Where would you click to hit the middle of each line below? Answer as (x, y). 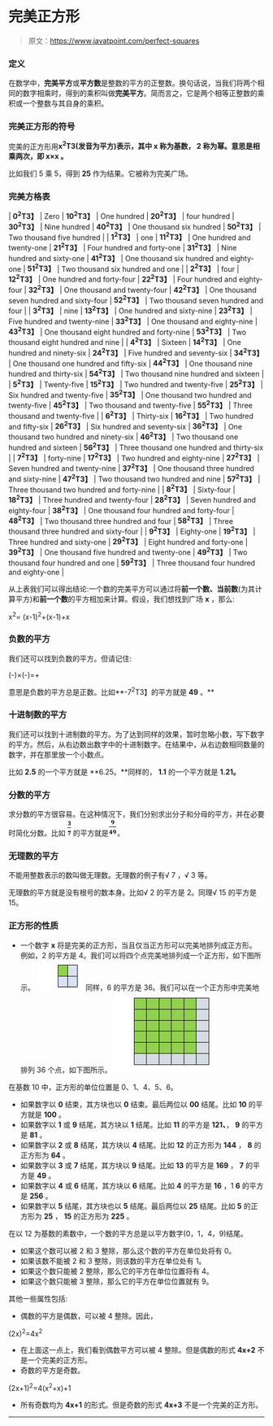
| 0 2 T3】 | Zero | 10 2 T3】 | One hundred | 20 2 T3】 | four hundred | (121, 216)
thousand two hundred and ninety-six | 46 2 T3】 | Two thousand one (123, 436)
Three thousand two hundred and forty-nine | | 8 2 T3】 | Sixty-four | (122, 489)
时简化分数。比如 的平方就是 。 (66, 833)
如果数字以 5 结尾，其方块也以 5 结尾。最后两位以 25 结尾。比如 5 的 (135, 1206)
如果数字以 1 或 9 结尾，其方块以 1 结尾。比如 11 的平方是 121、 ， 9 (130, 1124)
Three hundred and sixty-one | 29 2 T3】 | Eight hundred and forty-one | (128, 541)
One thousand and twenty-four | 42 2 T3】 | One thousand (160, 289)
